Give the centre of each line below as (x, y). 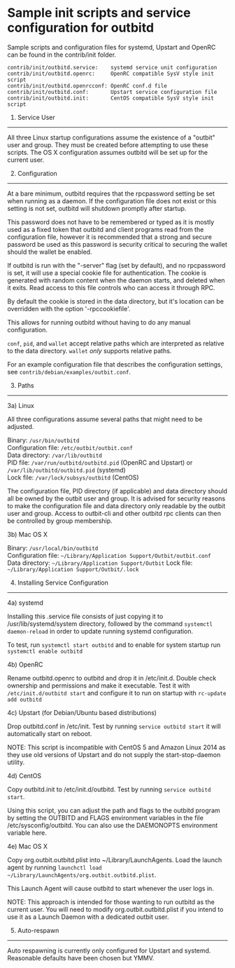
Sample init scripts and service (99, 13)
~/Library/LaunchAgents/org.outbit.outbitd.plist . (82, 875)
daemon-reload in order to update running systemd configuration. (100, 631)
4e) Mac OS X (27, 846)
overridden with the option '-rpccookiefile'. (69, 308)
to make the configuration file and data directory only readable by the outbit (116, 505)
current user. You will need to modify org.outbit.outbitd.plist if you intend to (115, 909)
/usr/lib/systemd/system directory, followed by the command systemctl (110, 623)
